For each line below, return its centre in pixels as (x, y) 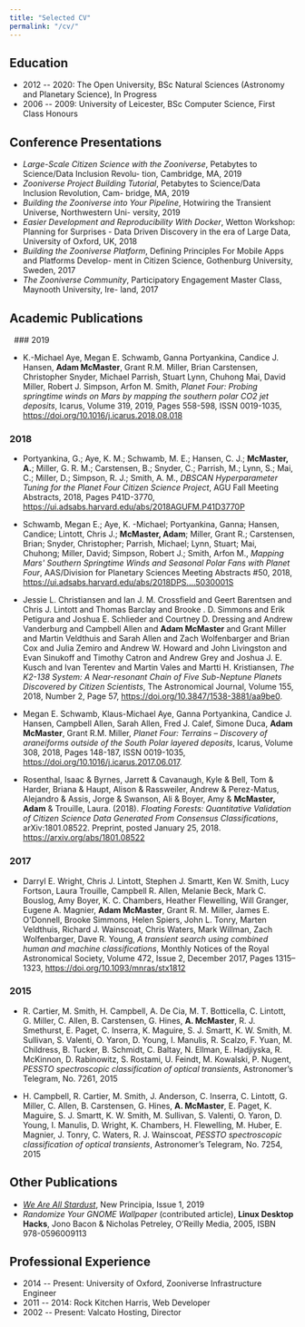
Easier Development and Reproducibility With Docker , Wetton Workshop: (159, 222)
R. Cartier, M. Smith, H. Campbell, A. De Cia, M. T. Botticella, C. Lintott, (154, 1011)
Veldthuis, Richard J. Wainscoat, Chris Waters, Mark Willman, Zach (148, 929)
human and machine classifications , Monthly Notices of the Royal (146, 949)
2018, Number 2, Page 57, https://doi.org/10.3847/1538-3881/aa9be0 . (152, 696)
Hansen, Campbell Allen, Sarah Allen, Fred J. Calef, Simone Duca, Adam (157, 723)
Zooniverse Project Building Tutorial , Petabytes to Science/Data (141, 183)
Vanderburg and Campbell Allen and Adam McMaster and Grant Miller (154, 629)
